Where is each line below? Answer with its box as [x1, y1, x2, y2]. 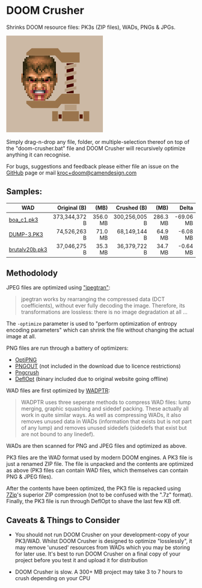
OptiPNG [14, 356, 37, 364]
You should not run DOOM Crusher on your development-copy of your [14, 531, 189, 539]
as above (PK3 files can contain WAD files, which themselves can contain [6, 467, 188, 474]
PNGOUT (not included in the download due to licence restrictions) [14, 362, 182, 370]
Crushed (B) [116, 204, 147, 211]
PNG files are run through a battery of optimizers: [6, 344, 129, 352]
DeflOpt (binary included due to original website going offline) [14, 376, 168, 383]
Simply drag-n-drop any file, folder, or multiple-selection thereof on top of [6, 138, 190, 145]
